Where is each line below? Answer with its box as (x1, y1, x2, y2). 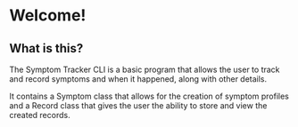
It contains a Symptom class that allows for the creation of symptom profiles (9, 91, 290, 101)
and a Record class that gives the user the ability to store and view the (9, 100, 268, 111)
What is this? (9, 41, 84, 56)
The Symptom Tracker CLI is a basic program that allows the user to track (9, 64, 280, 75)
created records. (9, 110, 70, 120)
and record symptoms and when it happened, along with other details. (9, 74, 268, 84)
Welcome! (9, 5, 87, 26)
